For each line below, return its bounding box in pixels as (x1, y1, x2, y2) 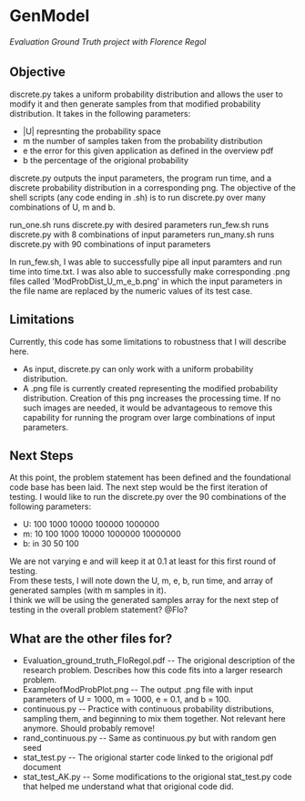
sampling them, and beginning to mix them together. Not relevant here (22, 713, 287, 724)
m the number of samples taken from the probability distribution (22, 135, 263, 146)
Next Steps (9, 448, 74, 463)
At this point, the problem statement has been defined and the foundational (9, 472, 291, 484)
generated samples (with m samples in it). (9, 585, 167, 596)
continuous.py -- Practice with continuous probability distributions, (22, 703, 275, 714)
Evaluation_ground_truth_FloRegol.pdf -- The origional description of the (22, 655, 296, 666)
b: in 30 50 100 (22, 538, 79, 549)
